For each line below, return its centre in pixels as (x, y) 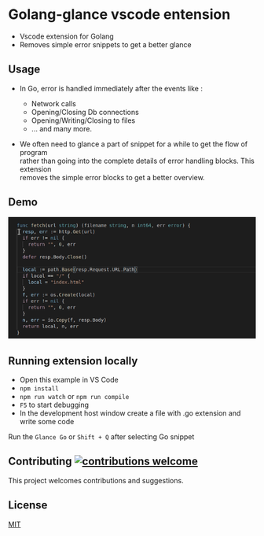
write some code (47, 421)
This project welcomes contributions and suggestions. (96, 480)
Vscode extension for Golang (66, 36)
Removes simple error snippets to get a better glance (105, 44)
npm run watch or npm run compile (74, 396)
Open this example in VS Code (69, 379)
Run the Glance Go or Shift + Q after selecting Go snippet (101, 436)
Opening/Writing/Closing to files (83, 120)
